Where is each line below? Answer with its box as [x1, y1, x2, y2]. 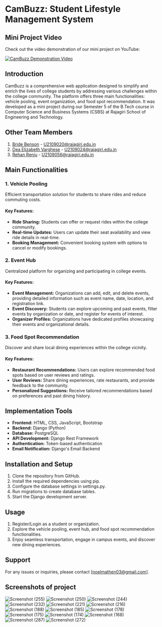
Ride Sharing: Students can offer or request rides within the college [12, 219, 148, 224]
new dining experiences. [12, 541, 62, 547]
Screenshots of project [5, 583, 76, 591]
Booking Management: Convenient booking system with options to [12, 240, 147, 246]
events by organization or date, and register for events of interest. [12, 311, 144, 317]
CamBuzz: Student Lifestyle [5, 3, 121, 15]
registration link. [12, 301, 45, 307]
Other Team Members [5, 128, 73, 136]
